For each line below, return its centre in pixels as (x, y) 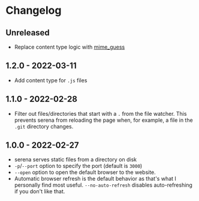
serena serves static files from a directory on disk (76, 160)
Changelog (34, 10)
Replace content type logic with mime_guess (70, 47)
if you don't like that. (40, 191)
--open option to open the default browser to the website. (85, 172)
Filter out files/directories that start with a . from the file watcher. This (100, 113)
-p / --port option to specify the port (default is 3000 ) (78, 166)
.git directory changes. (44, 126)
